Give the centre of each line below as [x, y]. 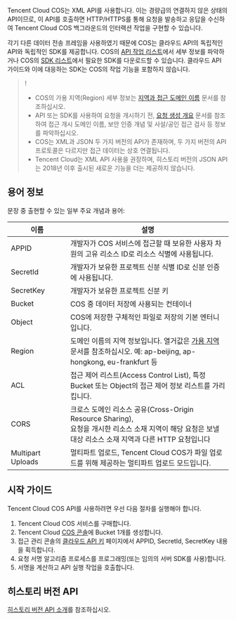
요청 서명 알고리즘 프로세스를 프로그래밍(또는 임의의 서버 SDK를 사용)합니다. [122, 558]
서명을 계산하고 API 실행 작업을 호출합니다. [76, 567]
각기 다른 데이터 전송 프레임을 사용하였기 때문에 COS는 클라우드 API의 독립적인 [115, 43]
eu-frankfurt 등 [132, 362]
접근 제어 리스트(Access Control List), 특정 [138, 375]
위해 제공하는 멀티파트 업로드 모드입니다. [148, 463]
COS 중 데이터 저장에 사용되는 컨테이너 [131, 304]
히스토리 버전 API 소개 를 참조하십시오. [59, 609]
